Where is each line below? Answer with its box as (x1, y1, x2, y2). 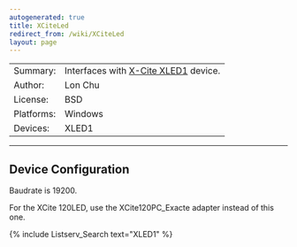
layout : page (9, 37, 57, 47)
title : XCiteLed (9, 21, 69, 30)
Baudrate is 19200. (9, 185, 78, 196)
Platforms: (13, 108, 56, 120)
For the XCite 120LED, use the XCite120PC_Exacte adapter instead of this (9, 203, 274, 213)
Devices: (13, 122, 50, 135)
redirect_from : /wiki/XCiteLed (9, 29, 125, 38)
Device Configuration (9, 161, 130, 177)
